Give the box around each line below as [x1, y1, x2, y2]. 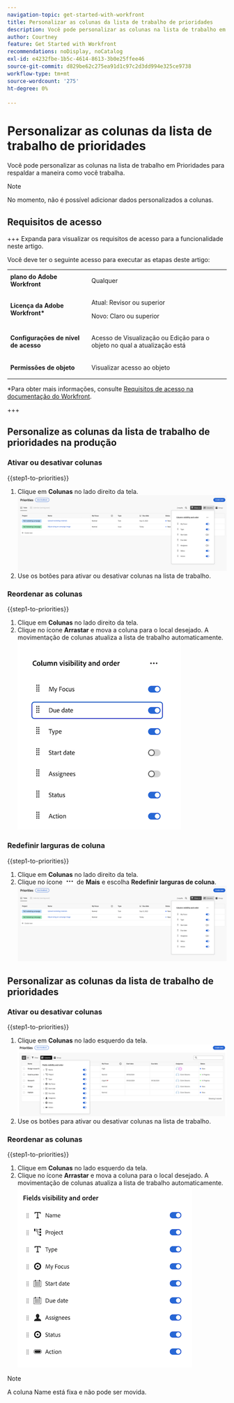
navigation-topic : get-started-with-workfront [7, 11, 145, 18]
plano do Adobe [10, 272, 58, 281]
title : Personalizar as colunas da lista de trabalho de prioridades [7, 18, 214, 26]
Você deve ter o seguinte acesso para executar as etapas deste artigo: [7, 256, 210, 263]
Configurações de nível [10, 334, 80, 342]
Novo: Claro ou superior [91, 312, 160, 320]
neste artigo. [7, 242, 44, 250]
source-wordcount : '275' [7, 78, 79, 85]
